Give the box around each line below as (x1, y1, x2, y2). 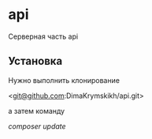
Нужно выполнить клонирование (8, 75, 120, 85)
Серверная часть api (8, 32, 79, 41)
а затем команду (8, 106, 65, 115)
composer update (8, 121, 66, 131)
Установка (8, 54, 63, 68)
